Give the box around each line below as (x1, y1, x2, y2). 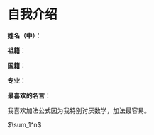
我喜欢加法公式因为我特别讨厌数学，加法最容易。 (7, 106, 150, 115)
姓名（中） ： (7, 31, 42, 40)
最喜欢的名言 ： (7, 91, 51, 100)
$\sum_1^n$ (7, 120, 42, 129)
